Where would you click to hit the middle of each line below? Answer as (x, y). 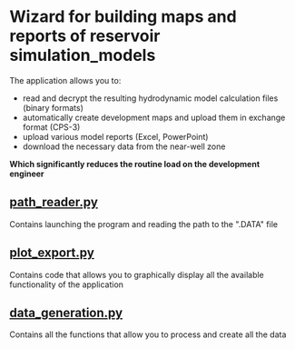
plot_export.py (52, 253)
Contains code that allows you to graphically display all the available (137, 274)
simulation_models (83, 55)
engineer (27, 174)
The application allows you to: (65, 80)
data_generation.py (66, 312)
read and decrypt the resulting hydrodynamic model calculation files (150, 98)
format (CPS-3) (51, 127)
